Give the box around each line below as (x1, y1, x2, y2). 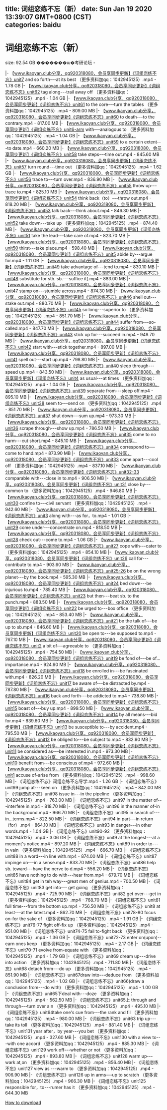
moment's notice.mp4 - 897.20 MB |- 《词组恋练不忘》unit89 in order (5, 841, 148, 847)
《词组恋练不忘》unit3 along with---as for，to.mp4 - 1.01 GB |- (5, 513, 131, 519)
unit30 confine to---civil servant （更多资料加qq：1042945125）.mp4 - (5, 500, 152, 506)
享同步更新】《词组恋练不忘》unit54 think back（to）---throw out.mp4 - (5, 195, 152, 201)
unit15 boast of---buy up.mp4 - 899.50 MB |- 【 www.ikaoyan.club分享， (5, 705, 154, 711)
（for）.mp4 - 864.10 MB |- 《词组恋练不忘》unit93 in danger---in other (5, 822, 152, 828)
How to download (5, 1100, 41, 1106)
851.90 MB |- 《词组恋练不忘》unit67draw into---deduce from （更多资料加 (5, 972, 159, 978)
